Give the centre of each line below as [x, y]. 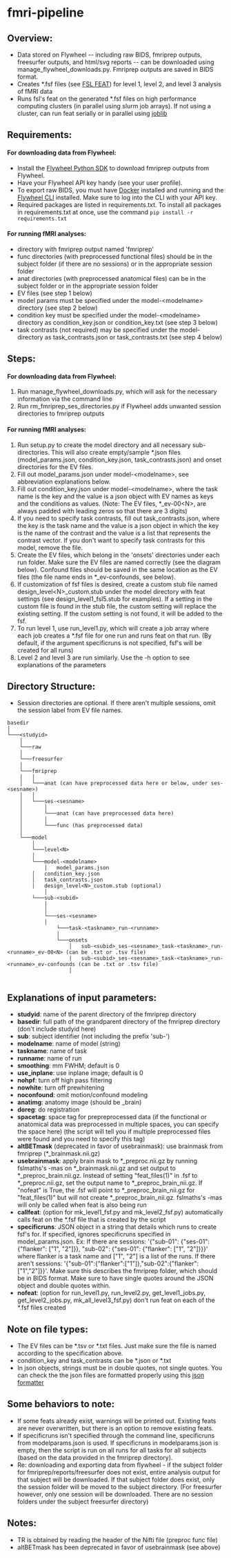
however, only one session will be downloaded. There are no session [115, 1494]
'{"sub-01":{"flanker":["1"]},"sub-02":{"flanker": [131, 1263]
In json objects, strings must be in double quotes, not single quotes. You [120, 1368]
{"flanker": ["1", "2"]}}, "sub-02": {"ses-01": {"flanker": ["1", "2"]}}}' [112, 1249]
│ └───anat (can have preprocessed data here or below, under [114, 783]
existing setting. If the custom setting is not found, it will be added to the [120, 613]
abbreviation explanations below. [64, 482]
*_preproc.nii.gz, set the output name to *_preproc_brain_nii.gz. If [110, 1183]
